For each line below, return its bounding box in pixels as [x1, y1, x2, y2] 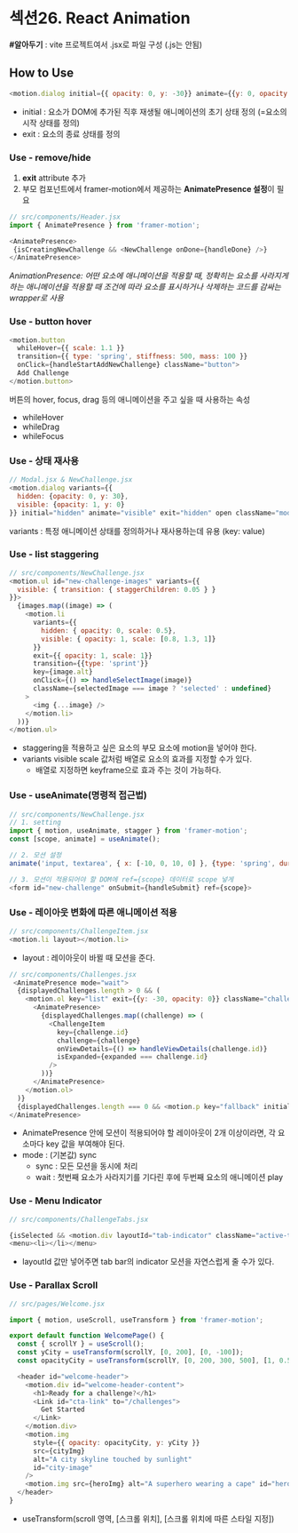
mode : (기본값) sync [21, 1150, 98, 1161]
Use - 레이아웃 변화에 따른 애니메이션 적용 [9, 906, 177, 918]
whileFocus [21, 430, 65, 441]
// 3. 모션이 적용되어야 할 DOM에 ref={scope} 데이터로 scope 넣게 [9, 874, 234, 884]
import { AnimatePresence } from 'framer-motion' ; [9, 220, 200, 229]
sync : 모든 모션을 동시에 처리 [35, 1161, 138, 1171]
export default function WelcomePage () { [9, 1331, 165, 1340]
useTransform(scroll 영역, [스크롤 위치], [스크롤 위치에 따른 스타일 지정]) [21, 1513, 275, 1524]
